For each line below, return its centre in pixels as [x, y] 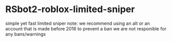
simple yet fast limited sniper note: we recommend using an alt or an [78, 23]
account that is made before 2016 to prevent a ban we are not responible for [86, 28]
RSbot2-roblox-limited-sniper [70, 9]
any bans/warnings [26, 34]
